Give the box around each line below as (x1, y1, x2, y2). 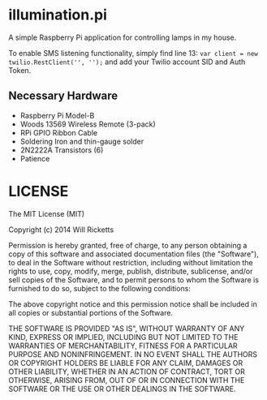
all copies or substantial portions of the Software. (8, 308, 173, 317)
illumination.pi (8, 6, 108, 24)
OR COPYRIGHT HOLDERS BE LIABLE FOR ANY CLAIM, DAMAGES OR (8, 358, 243, 368)
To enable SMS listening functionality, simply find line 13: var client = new (8, 48, 258, 58)
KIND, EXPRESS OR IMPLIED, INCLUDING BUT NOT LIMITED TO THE (8, 332, 239, 342)
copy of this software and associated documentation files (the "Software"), (8, 249, 260, 259)
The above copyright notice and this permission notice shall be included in (8, 299, 257, 309)
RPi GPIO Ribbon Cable (19, 127, 98, 137)
